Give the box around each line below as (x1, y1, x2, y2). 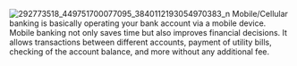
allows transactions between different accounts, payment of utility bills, (9, 37, 272, 47)
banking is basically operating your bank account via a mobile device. (9, 18, 267, 29)
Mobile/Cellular (232, 9, 289, 19)
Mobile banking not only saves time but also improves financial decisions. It (9, 28, 288, 37)
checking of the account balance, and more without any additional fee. (9, 46, 270, 57)
